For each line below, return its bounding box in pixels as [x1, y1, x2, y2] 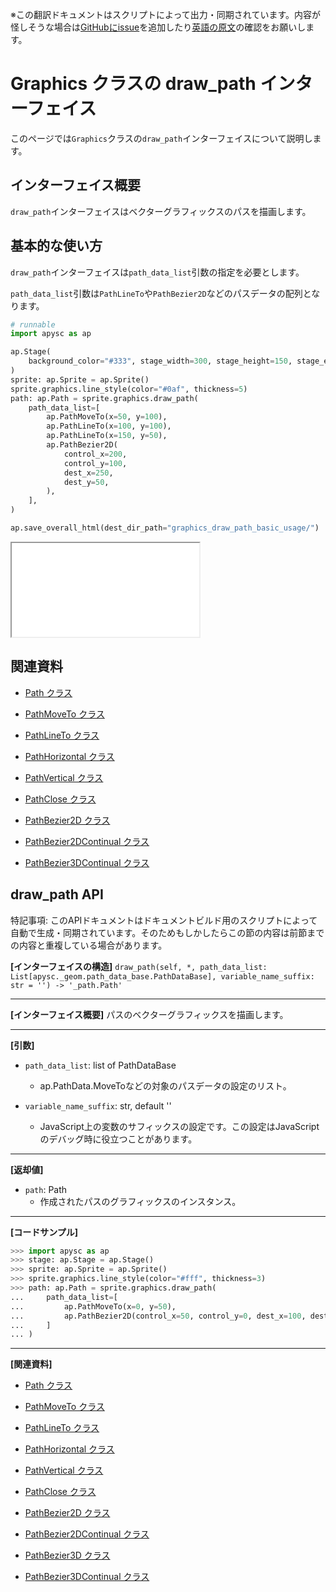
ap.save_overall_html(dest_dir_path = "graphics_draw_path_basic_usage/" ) [10, 523, 320, 533]
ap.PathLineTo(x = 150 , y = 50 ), [46, 431, 168, 441]
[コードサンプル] [10, 1226, 79, 1238]
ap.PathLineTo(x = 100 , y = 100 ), [46, 421, 172, 432]
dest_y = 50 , [63, 477, 110, 487]
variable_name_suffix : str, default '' [24, 1099, 172, 1112]
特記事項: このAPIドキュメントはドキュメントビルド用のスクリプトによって [10, 914, 318, 926]
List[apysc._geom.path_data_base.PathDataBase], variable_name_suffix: [10, 971, 315, 982]
